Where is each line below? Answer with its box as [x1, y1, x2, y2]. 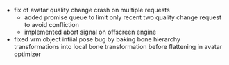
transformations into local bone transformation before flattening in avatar [13, 43, 223, 50]
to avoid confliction [24, 21, 80, 28]
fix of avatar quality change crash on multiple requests [13, 6, 170, 14]
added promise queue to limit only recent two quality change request [24, 13, 222, 21]
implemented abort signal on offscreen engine [24, 28, 157, 36]
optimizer [13, 50, 42, 58]
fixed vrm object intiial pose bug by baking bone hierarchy [13, 35, 180, 44]
